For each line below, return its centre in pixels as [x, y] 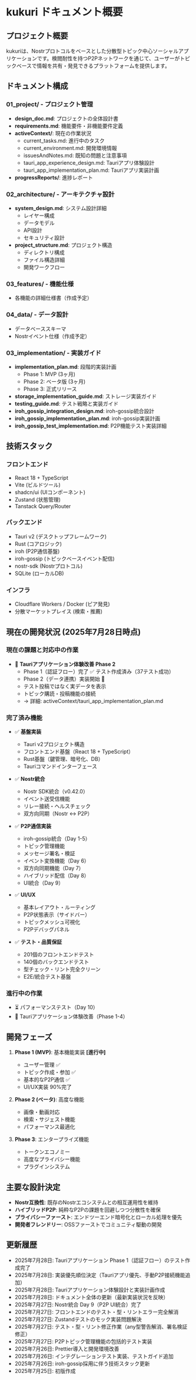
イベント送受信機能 [47, 799]
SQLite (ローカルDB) [39, 573]
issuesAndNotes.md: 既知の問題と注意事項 [75, 155]
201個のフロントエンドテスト [59, 954]
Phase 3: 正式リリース [50, 389]
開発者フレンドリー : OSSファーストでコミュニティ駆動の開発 [88, 1225]
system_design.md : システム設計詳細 [61, 208]
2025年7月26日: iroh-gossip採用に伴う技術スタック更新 [82, 1363]
